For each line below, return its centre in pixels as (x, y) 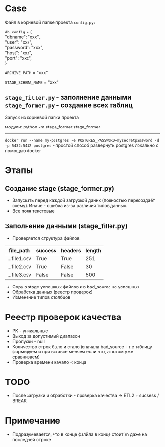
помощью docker (23, 150)
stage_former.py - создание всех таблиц (69, 106)
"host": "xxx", (19, 53)
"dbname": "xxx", (23, 37)
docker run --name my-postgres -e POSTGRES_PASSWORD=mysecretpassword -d (82, 140)
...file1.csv (20, 258)
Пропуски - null (28, 341)
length (94, 250)
